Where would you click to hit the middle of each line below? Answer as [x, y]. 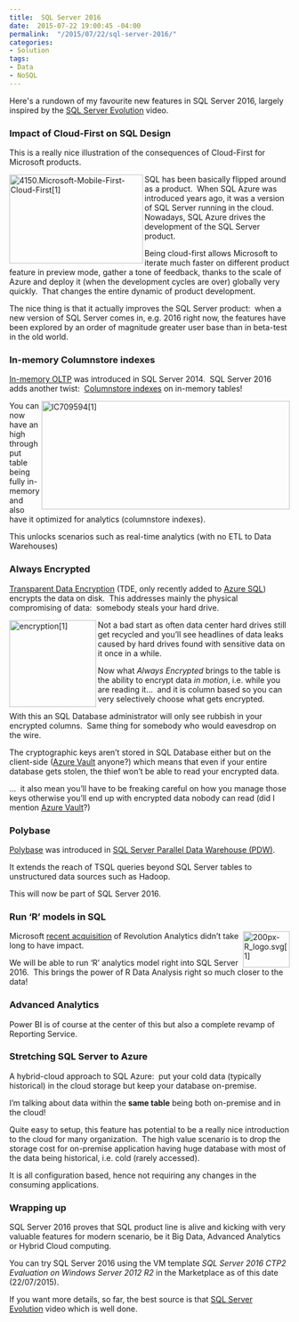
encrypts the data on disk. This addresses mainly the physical [124, 598]
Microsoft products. [45, 162]
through [24, 444]
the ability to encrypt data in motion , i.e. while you [189, 680]
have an [24, 425]
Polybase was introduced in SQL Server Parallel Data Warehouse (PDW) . [142, 849]
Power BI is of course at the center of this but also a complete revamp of [142, 1024]
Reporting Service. [44, 1034]
